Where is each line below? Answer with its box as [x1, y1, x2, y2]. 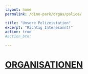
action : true [5, 30, 32, 35]
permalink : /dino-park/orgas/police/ [5, 12, 82, 17]
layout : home [5, 7, 32, 12]
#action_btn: [5, 34, 32, 39]
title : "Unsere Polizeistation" [5, 20, 71, 25]
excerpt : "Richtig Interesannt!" [5, 25, 73, 30]
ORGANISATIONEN [5, 59, 83, 71]
